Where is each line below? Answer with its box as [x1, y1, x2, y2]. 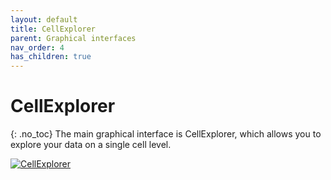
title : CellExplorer [10, 24, 97, 34]
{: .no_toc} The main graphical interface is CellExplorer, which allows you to [10, 128, 322, 140]
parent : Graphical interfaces [10, 33, 137, 43]
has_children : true [10, 52, 92, 62]
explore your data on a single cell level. [10, 139, 172, 151]
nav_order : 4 [10, 42, 65, 53]
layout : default [10, 14, 78, 25]
